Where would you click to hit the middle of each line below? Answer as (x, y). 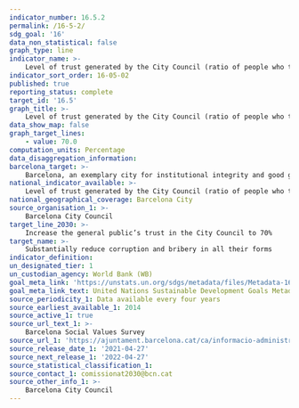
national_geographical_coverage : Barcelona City (101, 200)
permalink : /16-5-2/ (48, 26)
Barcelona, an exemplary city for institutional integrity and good (155, 175)
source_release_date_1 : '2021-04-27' (79, 348)
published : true (39, 84)
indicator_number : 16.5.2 (57, 17)
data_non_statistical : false (63, 42)
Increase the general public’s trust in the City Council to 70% (149, 233)
